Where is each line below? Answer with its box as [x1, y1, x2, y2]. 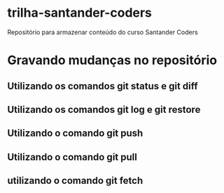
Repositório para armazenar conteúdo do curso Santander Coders [7, 28, 198, 36]
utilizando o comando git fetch [7, 175, 143, 187]
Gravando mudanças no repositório [7, 52, 218, 68]
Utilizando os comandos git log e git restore [7, 103, 201, 116]
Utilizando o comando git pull [7, 151, 138, 163]
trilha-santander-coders [7, 5, 153, 21]
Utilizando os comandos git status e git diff [7, 80, 198, 92]
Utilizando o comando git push [7, 128, 143, 139]
